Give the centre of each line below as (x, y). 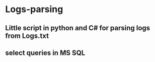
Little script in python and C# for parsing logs (78, 28)
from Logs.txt (27, 36)
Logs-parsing (34, 9)
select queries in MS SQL (45, 53)
